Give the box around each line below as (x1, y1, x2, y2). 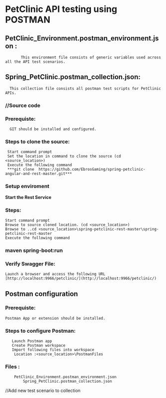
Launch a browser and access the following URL (5, 272, 106, 277)
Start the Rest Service (5, 194, 52, 200)
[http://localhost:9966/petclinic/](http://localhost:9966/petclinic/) (5, 276, 157, 281)
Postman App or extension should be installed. (5, 316, 106, 321)
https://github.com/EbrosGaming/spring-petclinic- (38, 167, 146, 172)
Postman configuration (5, 289, 78, 298)
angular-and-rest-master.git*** (5, 171, 72, 177)
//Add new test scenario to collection (5, 388, 81, 394)
